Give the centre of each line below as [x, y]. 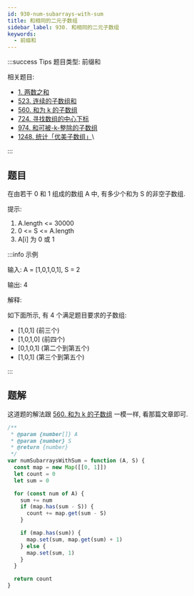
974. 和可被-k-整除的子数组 [57, 128]
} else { [33, 546]
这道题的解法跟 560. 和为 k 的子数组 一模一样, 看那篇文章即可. [98, 414]
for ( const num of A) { [49, 493]
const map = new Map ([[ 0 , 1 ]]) [60, 468]
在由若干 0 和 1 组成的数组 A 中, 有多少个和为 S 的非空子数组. [96, 193]
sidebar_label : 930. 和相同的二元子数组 [63, 27]
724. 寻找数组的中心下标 [53, 119]
